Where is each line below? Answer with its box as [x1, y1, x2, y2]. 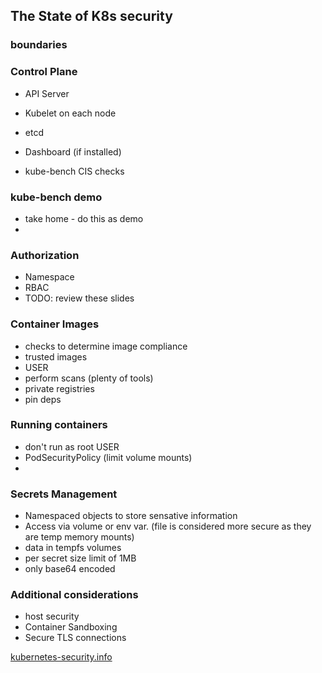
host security [24, 610, 80, 623]
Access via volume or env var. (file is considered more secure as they [24, 520, 312, 533]
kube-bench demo [10, 190, 103, 204]
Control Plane [10, 65, 78, 79]
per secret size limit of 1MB [24, 552, 137, 564]
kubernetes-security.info [10, 651, 113, 663]
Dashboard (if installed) [24, 145, 122, 158]
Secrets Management [10, 487, 118, 501]
